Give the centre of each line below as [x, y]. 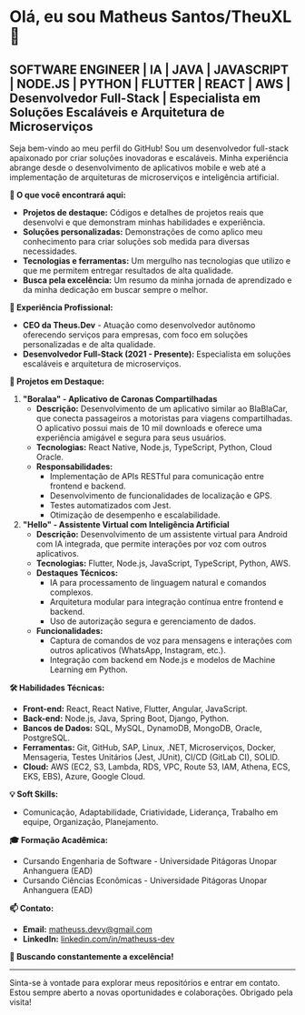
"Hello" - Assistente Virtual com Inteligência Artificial [126, 524]
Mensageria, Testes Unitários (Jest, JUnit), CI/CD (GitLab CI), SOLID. [151, 757]
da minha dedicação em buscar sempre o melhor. [115, 290]
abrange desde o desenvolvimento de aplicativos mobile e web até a [138, 167]
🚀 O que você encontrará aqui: [68, 195]
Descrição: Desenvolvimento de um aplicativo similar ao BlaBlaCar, [162, 408]
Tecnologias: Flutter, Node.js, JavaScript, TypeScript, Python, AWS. [163, 563]
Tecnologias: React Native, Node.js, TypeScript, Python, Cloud [154, 447]
